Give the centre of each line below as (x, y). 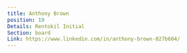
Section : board (29, 33)
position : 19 (26, 20)
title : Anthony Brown (38, 13)
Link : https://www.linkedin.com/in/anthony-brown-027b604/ (94, 39)
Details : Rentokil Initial (46, 26)
